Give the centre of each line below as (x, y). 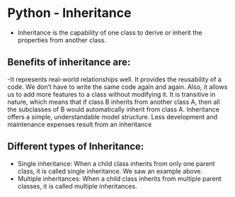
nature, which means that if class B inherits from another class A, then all (114, 102)
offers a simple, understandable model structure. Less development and (113, 117)
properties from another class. (62, 40)
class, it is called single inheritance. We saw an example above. (110, 171)
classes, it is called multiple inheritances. (77, 186)
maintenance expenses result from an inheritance (80, 124)
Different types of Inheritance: (76, 147)
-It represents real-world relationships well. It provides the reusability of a (114, 79)
